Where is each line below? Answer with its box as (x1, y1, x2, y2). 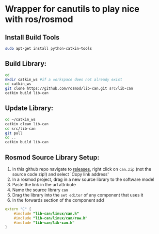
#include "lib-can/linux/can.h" (14, 211, 79, 216)
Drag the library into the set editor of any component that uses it (12, 192, 143, 198)
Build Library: (5, 59, 47, 68)
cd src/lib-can (5, 126, 36, 131)
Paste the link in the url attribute (12, 181, 76, 187)
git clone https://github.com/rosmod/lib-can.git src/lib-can (5, 86, 133, 91)
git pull (5, 131, 23, 136)
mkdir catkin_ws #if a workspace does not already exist (5, 77, 123, 82)
